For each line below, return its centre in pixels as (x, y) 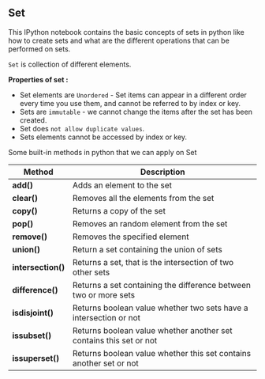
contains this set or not (115, 340)
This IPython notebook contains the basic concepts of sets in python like (126, 32)
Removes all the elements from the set (143, 198)
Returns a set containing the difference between (161, 285)
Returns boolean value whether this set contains (162, 353)
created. (33, 120)
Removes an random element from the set (150, 223)
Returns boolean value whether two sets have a (160, 308)
